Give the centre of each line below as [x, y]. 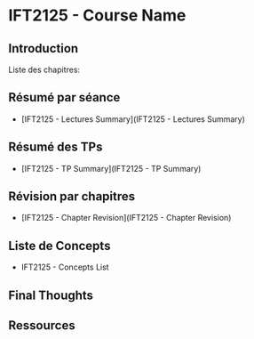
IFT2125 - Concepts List [65, 267]
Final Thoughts [51, 295]
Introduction [44, 48]
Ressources [42, 326]
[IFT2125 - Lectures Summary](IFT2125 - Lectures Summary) [133, 119]
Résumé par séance [64, 97]
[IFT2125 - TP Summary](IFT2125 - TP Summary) [111, 168]
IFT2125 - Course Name [97, 16]
